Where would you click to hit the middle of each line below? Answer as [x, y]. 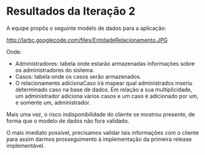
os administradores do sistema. [55, 70]
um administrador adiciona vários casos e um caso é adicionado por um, [107, 96]
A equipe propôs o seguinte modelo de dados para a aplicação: [86, 28]
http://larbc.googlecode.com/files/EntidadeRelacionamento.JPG [87, 40]
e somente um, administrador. [53, 103]
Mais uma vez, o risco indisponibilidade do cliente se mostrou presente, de [101, 114]
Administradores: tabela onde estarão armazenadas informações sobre [105, 63]
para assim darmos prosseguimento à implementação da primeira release [99, 139]
